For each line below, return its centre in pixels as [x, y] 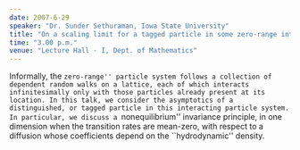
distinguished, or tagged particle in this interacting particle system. [150, 108]
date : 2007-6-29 [39, 17]
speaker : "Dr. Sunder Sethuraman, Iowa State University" [119, 26]
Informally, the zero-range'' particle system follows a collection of [141, 76]
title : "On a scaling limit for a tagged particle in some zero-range [143, 34]
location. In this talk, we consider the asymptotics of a [121, 100]
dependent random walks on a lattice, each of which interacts [129, 85]
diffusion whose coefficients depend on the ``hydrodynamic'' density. [137, 136]
